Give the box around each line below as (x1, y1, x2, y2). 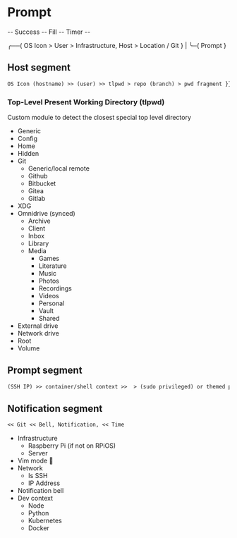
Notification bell (17, 487, 64, 495)
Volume (17, 343, 40, 353)
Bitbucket (28, 179, 56, 188)
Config (17, 134, 37, 142)
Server (28, 449, 48, 458)
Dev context (17, 494, 54, 503)
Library (28, 239, 49, 247)
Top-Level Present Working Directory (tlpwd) (7, 97, 165, 106)
